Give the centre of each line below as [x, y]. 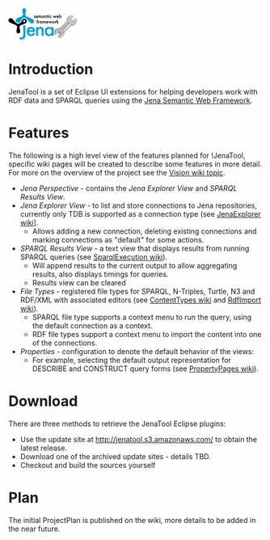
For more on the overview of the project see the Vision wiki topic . [117, 172]
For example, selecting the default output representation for [132, 360]
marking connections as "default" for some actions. [118, 239]
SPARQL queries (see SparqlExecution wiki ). [94, 257]
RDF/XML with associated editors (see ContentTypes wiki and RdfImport [140, 300]
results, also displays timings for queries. [100, 274]
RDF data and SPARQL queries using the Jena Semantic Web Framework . [131, 100]
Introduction [51, 70]
